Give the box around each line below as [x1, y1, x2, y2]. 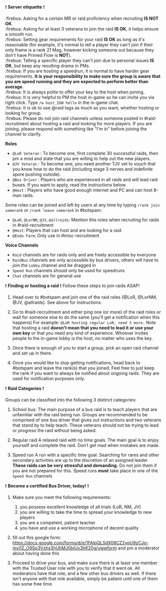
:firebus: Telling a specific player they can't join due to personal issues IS [5, 57, 155, 63]
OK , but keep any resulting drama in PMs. [5, 63, 90, 68]
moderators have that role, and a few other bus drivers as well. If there [12, 571, 157, 576]
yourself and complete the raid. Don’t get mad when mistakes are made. [12, 443, 160, 448]
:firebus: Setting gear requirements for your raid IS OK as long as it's [5, 37, 145, 42]
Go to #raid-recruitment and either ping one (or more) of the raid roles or [12, 309, 161, 315]
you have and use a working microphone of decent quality [19, 525, 139, 531]
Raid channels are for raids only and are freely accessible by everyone [12, 252, 157, 257]
